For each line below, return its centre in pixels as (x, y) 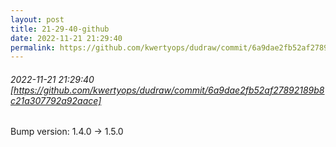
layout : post (37, 19)
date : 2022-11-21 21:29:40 (66, 38)
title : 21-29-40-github (60, 29)
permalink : (33, 47)
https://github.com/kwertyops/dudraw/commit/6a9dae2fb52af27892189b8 (169, 90)
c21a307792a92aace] (56, 100)
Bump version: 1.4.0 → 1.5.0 (67, 132)
